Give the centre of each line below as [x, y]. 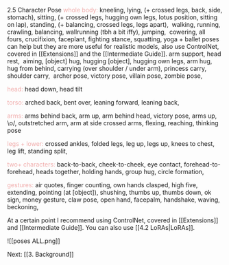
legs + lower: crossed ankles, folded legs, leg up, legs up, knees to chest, [111, 144]
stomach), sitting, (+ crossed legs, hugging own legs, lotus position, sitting [112, 17]
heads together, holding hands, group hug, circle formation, [120, 172]
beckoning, [23, 207]
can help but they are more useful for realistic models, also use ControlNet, [113, 46]
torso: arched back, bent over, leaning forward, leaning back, [93, 102]
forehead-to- [202, 164]
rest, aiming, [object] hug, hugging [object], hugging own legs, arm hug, [110, 61]
